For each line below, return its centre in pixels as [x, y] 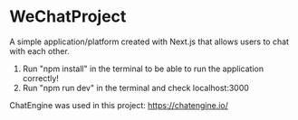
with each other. [39, 51]
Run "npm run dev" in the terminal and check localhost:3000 [135, 88]
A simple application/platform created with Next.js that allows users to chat [149, 42]
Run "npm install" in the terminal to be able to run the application [143, 69]
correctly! [40, 78]
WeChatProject [68, 17]
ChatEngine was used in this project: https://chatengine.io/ [119, 105]
